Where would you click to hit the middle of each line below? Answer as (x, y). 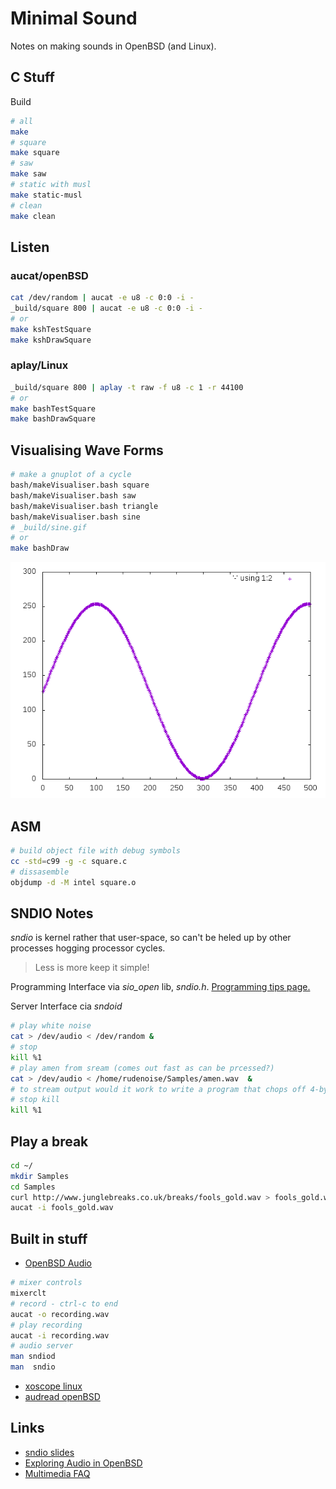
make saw (28, 174)
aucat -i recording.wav (60, 1335)
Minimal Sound (74, 18)
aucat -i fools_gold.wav (62, 1208)
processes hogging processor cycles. (88, 948)
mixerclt (28, 1293)
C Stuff (32, 77)
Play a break (49, 1141)
